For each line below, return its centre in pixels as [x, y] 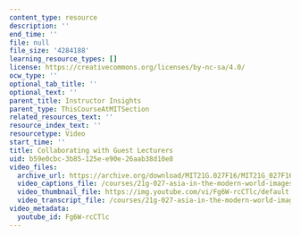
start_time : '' [37, 142]
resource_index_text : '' [55, 126]
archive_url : [42, 175]
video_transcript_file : [61, 201]
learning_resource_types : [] [63, 59]
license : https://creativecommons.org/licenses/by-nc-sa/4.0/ [127, 68]
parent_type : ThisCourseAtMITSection [79, 109]
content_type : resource [54, 17]
